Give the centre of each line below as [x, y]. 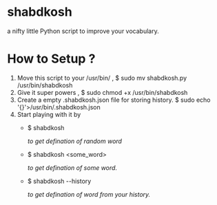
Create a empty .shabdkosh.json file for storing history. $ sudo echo [114, 100]
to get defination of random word [75, 141]
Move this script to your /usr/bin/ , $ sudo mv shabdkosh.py [102, 78]
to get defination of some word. [72, 168]
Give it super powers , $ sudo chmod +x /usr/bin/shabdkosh [102, 92]
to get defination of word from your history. [89, 194]
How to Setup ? [51, 59]
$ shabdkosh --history [59, 181]
